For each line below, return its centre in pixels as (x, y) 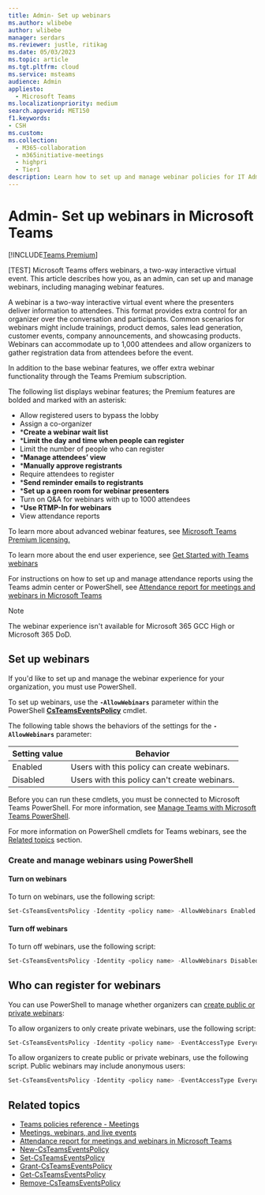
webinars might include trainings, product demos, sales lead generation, (125, 327)
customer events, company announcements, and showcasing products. (124, 336)
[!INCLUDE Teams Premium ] (53, 254)
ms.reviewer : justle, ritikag (58, 45)
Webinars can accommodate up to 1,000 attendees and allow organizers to (130, 344)
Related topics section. (45, 840)
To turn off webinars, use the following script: (82, 946)
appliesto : (26, 89)
